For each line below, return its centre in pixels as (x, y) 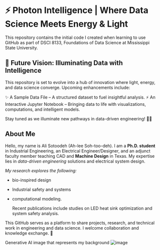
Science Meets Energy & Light (67, 24)
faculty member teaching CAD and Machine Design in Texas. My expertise (80, 156)
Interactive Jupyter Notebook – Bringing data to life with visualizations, (76, 104)
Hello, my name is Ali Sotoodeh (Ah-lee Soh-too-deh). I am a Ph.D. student (80, 146)
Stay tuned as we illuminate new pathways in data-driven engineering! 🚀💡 (79, 118)
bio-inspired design (32, 180)
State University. (22, 48)
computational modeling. (37, 199)
